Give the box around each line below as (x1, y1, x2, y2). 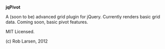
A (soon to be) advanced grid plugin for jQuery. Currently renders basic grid (5, 14, 160, 19)
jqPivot (5, 4, 21, 10)
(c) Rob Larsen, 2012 (5, 38, 48, 44)
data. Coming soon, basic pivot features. (5, 19, 88, 25)
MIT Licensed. (5, 29, 35, 34)
